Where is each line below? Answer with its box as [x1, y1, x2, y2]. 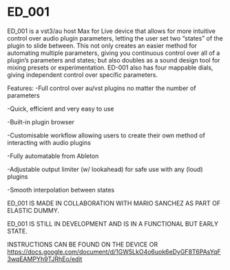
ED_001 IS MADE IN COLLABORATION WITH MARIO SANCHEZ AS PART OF [7, 199, 221, 207]
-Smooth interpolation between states [7, 185, 115, 194]
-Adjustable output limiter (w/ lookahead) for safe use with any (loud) [7, 165, 203, 173]
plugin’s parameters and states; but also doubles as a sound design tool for [7, 56, 220, 64]
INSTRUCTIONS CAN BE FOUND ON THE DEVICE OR [7, 240, 158, 248]
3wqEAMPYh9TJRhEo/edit [7, 255, 83, 263]
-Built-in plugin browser [7, 117, 74, 126]
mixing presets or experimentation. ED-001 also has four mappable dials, [7, 63, 213, 71]
